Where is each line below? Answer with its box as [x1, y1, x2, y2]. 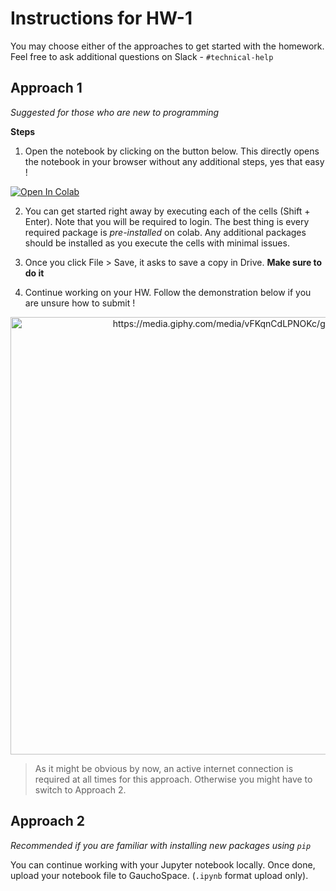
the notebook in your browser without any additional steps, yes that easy [24, 155, 325, 167]
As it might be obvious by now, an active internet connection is [34, 762, 294, 774]
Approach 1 [10, 80, 83, 97]
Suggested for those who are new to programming [10, 106, 220, 118]
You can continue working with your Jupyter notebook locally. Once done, [10, 858, 316, 871]
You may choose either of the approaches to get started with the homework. [10, 40, 325, 52]
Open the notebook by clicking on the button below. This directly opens [24, 145, 320, 157]
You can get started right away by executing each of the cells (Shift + [24, 205, 311, 217]
